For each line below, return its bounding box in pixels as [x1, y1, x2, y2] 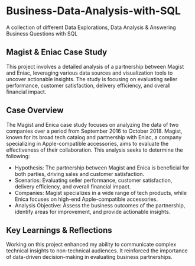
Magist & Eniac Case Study [6, 47, 108, 57]
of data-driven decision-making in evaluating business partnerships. [6, 254, 173, 261]
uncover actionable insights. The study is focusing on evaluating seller [6, 75, 178, 82]
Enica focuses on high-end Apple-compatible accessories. [14, 196, 158, 203]
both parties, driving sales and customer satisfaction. [14, 170, 145, 177]
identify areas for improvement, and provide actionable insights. [14, 208, 171, 215]
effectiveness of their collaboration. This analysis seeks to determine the [6, 146, 183, 153]
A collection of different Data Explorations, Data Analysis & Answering [6, 24, 176, 31]
